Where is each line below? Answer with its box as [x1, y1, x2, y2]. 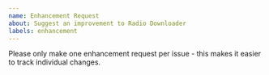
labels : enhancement [8, 27, 79, 35]
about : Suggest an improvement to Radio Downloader [8, 19, 186, 27]
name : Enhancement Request [8, 11, 100, 20]
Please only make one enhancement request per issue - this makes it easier [8, 49, 262, 59]
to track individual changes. [8, 57, 101, 67]
